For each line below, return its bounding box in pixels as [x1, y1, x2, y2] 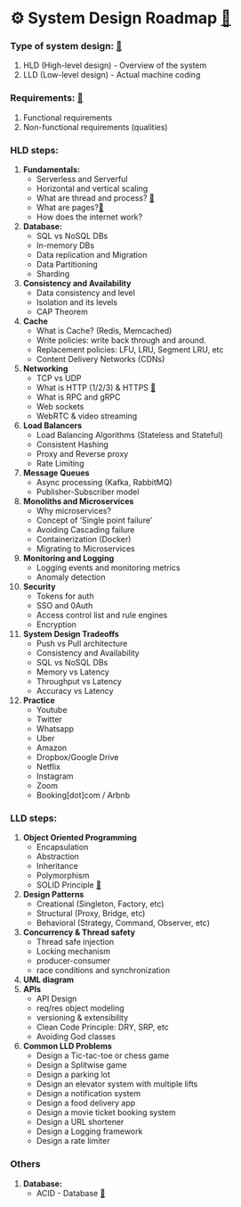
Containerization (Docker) [36, 534, 132, 545]
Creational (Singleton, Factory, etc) [36, 898, 165, 909]
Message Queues [22, 467, 90, 478]
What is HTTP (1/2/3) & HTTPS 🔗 [36, 383, 157, 393]
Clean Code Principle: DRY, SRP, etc [36, 1021, 170, 1033]
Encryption [36, 619, 76, 630]
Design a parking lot [36, 1070, 110, 1080]
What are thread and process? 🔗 [36, 193, 155, 203]
